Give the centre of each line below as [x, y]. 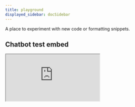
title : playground [24, 10]
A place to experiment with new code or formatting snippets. [67, 28]
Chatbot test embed [37, 44]
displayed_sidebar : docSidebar [38, 14]
